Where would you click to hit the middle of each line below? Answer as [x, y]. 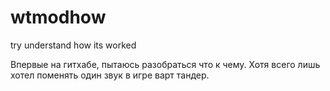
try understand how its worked [73, 45]
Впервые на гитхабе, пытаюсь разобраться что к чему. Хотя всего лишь [165, 64]
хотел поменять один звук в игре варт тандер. [110, 75]
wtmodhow [58, 17]
